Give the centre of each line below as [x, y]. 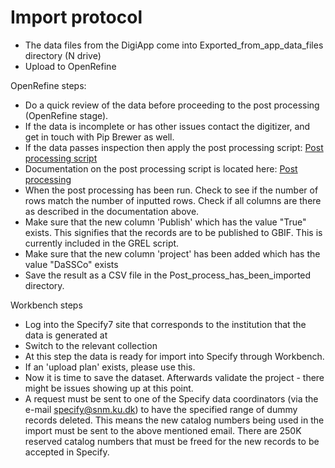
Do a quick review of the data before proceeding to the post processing [172, 105]
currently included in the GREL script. [102, 243]
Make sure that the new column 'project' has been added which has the [172, 253]
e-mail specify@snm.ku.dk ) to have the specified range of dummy [161, 409]
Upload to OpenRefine [70, 66]
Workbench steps [46, 305]
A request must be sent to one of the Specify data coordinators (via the [171, 398]
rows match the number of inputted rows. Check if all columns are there [173, 200]
